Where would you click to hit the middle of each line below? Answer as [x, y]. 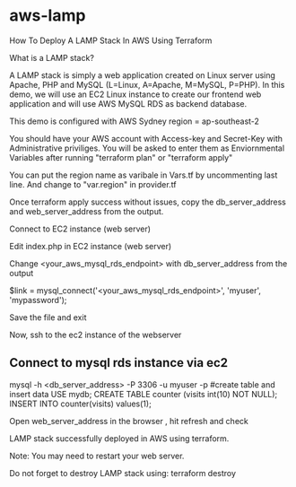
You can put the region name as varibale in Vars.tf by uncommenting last [144, 175]
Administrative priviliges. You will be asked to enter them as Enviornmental [147, 148]
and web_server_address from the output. [87, 211]
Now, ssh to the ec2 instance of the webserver [96, 335]
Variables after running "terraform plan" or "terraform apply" [121, 157]
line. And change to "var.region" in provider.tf [93, 184]
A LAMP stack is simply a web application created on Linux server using [143, 75]
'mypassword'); [38, 300]
